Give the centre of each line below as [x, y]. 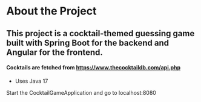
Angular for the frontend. [54, 52]
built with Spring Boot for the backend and [88, 43]
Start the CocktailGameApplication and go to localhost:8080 [81, 92]
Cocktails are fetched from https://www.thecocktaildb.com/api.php [93, 68]
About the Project [51, 11]
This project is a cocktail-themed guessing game [100, 33]
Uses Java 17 [31, 81]
